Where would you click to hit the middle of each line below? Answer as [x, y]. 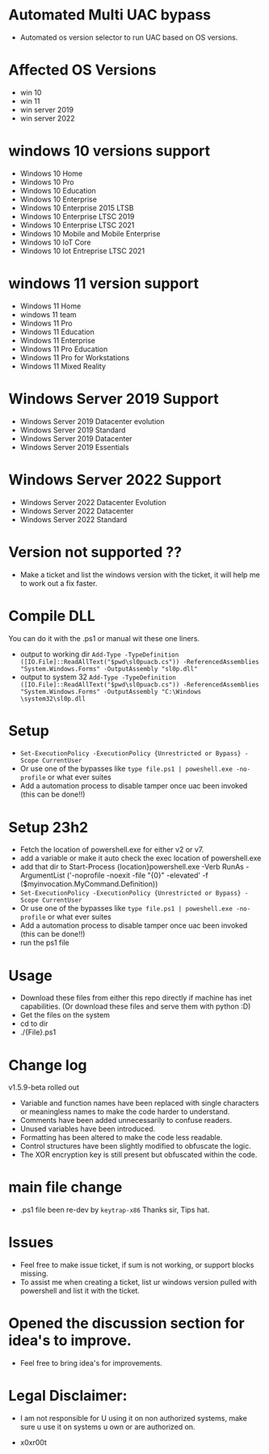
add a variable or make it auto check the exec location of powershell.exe [141, 858]
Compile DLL [52, 616]
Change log [48, 1065]
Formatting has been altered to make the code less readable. [121, 1137]
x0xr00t [33, 1442]
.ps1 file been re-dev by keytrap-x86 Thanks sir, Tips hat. [115, 1210]
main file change [65, 1187]
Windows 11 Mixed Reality [63, 366]
